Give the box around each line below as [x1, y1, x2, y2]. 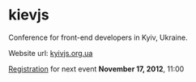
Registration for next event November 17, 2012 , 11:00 [8, 63, 185, 74]
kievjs [8, 6, 50, 24]
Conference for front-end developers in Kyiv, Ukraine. [8, 32, 188, 42]
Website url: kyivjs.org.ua [8, 48, 93, 58]
